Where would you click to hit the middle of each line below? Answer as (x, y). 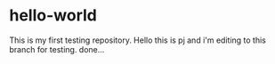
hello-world (53, 16)
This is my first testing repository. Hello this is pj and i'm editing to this (138, 40)
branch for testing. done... (57, 49)
